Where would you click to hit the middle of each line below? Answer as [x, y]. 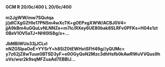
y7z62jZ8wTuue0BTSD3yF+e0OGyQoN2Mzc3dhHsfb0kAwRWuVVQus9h [83, 54]
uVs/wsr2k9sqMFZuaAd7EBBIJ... [41, 59]
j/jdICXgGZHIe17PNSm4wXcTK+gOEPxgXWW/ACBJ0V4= [66, 23]
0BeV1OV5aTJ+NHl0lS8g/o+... [38, 33]
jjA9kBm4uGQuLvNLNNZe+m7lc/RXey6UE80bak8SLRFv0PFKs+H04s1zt [82, 28]
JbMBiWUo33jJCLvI [27, 44]
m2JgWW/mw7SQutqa [30, 18]
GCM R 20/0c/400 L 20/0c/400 [39, 7]
